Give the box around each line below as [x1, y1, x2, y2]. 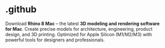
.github [5, 4, 37, 15]
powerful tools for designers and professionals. [5, 37, 105, 43]
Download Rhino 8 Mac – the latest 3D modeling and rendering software [5, 20, 160, 27]
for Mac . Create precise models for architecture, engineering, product [5, 26, 153, 32]
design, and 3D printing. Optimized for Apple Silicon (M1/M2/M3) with [5, 31, 152, 37]
